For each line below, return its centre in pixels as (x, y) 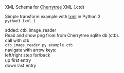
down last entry (21, 65)
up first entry (18, 60)
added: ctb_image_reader (31, 30)
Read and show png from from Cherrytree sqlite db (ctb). (62, 35)
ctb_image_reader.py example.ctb (39, 45)
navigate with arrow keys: (31, 50)
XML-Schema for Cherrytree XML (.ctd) (45, 7)
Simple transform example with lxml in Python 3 (53, 16)
